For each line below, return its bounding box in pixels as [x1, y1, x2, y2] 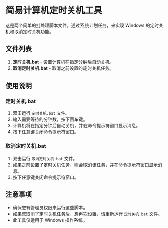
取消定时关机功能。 [14, 28, 54, 34]
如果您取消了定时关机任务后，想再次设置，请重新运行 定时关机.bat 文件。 [12, 211, 162, 217]
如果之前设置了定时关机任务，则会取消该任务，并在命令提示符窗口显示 [12, 162, 158, 168]
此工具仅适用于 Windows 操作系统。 [12, 217, 88, 223]
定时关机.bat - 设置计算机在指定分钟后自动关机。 [12, 59, 114, 65]
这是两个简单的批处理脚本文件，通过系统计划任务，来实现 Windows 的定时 [5, 22, 159, 28]
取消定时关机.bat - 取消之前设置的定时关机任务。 [12, 65, 114, 71]
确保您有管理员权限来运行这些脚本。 [12, 204, 88, 210]
